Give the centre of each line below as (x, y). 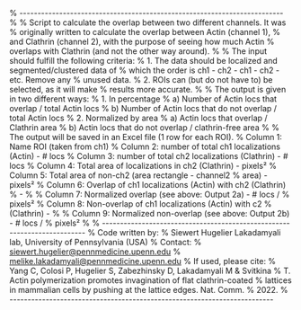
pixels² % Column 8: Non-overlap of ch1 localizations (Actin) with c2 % (141, 204)
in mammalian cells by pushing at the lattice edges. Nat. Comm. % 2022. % (149, 290)
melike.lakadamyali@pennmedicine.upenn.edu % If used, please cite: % (143, 261)
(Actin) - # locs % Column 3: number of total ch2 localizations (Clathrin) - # (149, 156)
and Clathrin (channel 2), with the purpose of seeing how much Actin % (142, 41)
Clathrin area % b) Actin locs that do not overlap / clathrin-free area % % (145, 128)
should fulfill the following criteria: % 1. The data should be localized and (144, 61)
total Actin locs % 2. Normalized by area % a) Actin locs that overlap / (138, 118)
